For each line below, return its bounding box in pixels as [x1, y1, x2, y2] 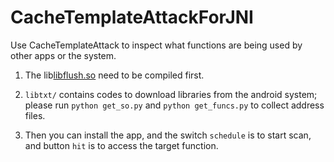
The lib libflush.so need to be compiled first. [24, 69, 205, 81]
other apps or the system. [10, 49, 117, 61]
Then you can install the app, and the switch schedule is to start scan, [24, 129, 312, 141]
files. [24, 109, 46, 121]
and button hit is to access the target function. [24, 139, 219, 151]
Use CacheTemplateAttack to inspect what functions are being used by [10, 39, 303, 51]
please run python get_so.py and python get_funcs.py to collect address [24, 99, 325, 111]
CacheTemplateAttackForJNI [10, 6, 254, 29]
